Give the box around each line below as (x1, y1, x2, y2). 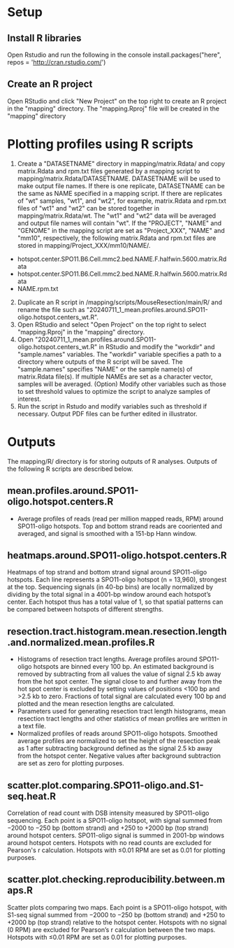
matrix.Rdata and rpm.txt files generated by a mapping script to (17, 167, 200, 175)
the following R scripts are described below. (7, 465, 134, 473)
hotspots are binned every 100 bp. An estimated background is (33, 663, 214, 671)
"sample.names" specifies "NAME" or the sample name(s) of (17, 365, 193, 373)
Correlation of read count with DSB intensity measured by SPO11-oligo (7, 809, 210, 817)
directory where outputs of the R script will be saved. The (17, 358, 183, 366)
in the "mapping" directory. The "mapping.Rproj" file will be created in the (7, 104, 220, 113)
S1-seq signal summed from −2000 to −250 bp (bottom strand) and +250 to (7, 910, 226, 919)
